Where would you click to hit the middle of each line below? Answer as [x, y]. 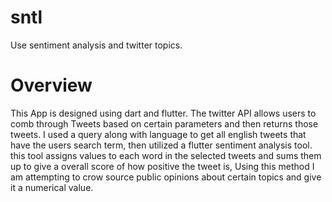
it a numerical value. [52, 187]
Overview [51, 85]
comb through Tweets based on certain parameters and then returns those [164, 123]
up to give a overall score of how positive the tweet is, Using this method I [162, 166]
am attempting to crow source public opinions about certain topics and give [166, 177]
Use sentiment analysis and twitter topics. [96, 45]
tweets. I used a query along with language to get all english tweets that [158, 134]
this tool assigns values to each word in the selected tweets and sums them [166, 155]
